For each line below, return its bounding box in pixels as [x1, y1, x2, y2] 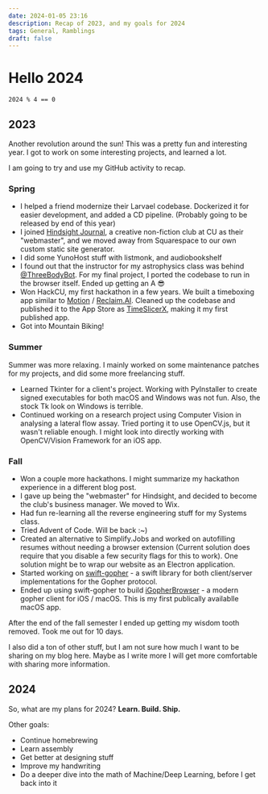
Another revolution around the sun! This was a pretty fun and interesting [8, 139, 248, 148]
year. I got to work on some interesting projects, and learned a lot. [8, 148, 227, 157]
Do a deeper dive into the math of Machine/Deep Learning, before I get [19, 769, 256, 779]
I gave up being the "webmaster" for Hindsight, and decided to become [19, 491, 258, 501]
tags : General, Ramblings [8, 27, 95, 35]
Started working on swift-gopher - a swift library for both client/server [19, 567, 253, 577]
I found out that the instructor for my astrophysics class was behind [19, 261, 245, 271]
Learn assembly [19, 743, 74, 754]
